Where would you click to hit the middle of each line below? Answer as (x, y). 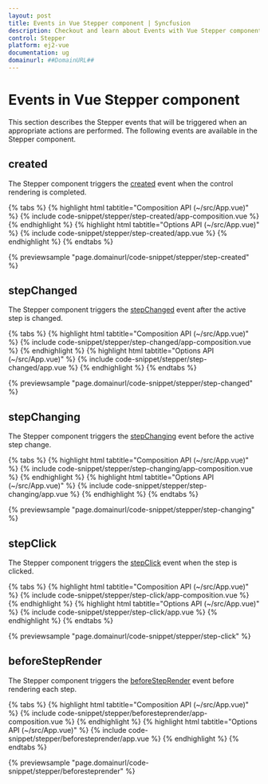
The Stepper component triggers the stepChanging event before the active (131, 436)
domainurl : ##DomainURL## (51, 61)
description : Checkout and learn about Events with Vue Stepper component (135, 30)
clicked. (21, 571)
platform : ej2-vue (39, 46)
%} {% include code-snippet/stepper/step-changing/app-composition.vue (131, 469)
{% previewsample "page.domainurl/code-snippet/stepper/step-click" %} (130, 636)
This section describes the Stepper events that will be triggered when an (128, 122)
